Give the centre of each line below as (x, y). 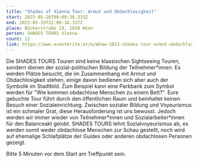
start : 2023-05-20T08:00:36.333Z (47, 17)
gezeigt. (16, 142)
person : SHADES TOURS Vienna (42, 34)
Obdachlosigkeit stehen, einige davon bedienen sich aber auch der (88, 79)
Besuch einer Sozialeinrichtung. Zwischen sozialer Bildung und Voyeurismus (99, 105)
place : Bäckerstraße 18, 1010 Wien (50, 28)
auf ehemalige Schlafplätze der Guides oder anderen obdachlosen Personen (99, 136)
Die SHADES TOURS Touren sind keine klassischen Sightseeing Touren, (93, 61)
